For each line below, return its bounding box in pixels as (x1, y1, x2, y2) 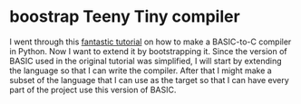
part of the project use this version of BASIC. (9, 84, 177, 95)
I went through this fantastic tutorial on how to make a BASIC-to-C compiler (9, 36, 292, 47)
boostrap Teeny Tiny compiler (9, 6, 240, 27)
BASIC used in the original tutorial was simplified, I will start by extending (9, 55, 282, 66)
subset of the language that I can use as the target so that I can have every (9, 74, 290, 85)
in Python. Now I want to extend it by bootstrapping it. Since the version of (9, 45, 287, 56)
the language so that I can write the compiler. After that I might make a (9, 65, 272, 76)
